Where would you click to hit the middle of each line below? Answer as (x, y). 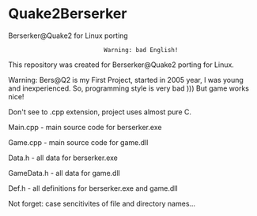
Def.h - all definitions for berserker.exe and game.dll (93, 188)
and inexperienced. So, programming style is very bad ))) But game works (128, 88)
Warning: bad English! (141, 50)
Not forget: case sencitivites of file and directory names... (102, 203)
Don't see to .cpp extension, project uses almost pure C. (100, 112)
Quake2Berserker (68, 14)
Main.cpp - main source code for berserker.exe (85, 127)
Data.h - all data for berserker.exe (63, 158)
